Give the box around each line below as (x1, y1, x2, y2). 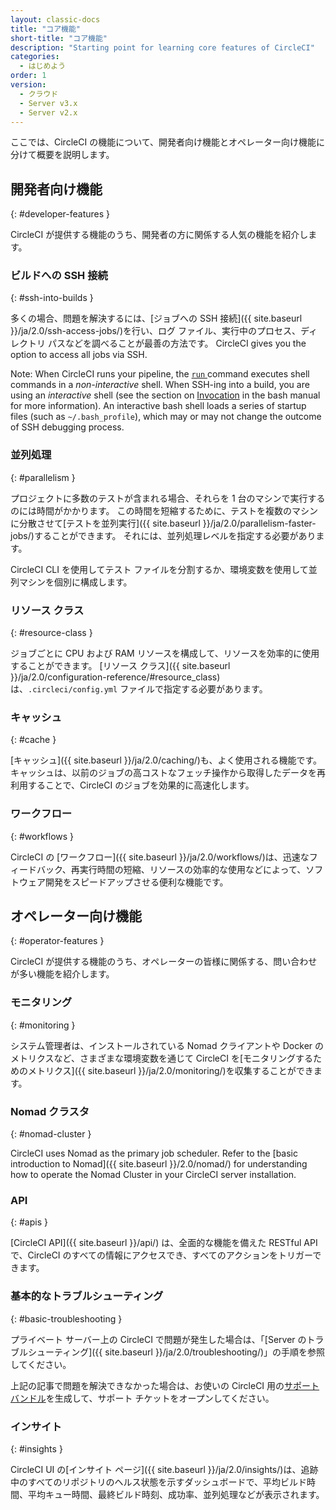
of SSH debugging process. (10, 421, 125, 433)
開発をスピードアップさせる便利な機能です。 (44, 876, 229, 888)
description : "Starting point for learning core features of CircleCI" (10, 42, 315, 53)
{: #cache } (10, 734, 57, 746)
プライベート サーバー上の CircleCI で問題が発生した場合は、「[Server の (10, 1333, 307, 1345)
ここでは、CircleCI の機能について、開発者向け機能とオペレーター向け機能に (10, 136, 326, 148)
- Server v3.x (19, 98, 78, 108)
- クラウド (19, 89, 59, 99)
